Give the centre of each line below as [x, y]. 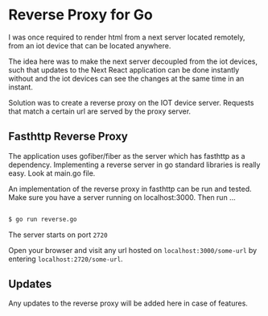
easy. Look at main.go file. [52, 173]
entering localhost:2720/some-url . [66, 259]
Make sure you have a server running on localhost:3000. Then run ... [122, 197]
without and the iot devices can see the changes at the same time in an [126, 78]
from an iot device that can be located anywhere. [90, 45]
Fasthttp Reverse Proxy [68, 137]
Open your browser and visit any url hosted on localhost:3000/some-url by [133, 250]
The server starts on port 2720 [58, 235]
